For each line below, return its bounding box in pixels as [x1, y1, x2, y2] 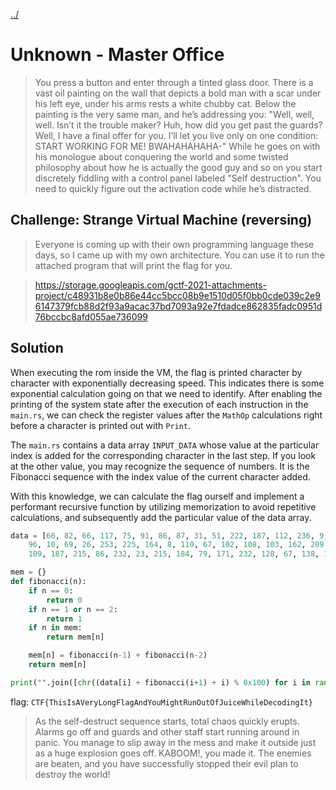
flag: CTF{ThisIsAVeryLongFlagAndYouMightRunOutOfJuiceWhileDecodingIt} [10, 695, 314, 708]
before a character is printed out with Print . [10, 419, 192, 431]
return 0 [46, 595, 83, 605]
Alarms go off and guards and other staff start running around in [34, 725, 300, 738]
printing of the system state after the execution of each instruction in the [10, 398, 309, 410]
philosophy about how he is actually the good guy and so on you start [34, 161, 323, 173]
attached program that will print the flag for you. [34, 259, 233, 271]
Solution [10, 340, 64, 357]
